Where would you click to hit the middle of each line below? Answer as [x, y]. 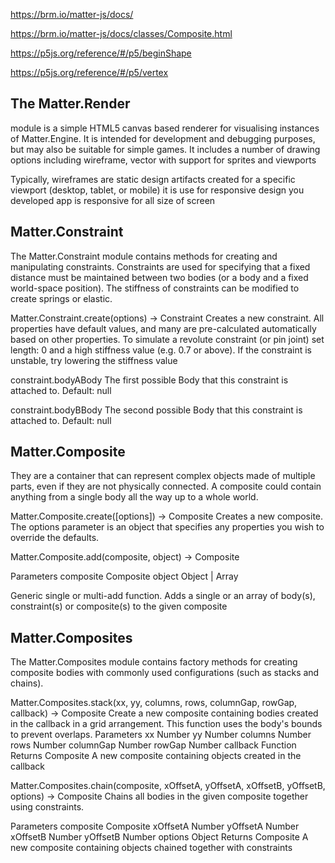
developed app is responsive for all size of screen [113, 200]
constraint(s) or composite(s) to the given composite [119, 606]
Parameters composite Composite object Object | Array [124, 576]
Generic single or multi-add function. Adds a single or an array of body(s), [163, 596]
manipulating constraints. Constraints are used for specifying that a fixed [160, 266]
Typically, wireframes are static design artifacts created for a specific [153, 179]
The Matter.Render [70, 104]
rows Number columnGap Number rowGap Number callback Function [153, 745]
